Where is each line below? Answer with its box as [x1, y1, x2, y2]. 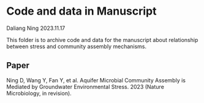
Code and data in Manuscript [6, 4, 157, 18]
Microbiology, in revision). [6, 90, 72, 97]
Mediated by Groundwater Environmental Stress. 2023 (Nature [6, 83, 164, 90]
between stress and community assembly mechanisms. [6, 43, 147, 50]
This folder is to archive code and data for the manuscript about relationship [6, 36, 198, 43]
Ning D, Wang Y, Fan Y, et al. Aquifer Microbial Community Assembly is [6, 76, 186, 83]
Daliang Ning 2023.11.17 [6, 24, 66, 32]
